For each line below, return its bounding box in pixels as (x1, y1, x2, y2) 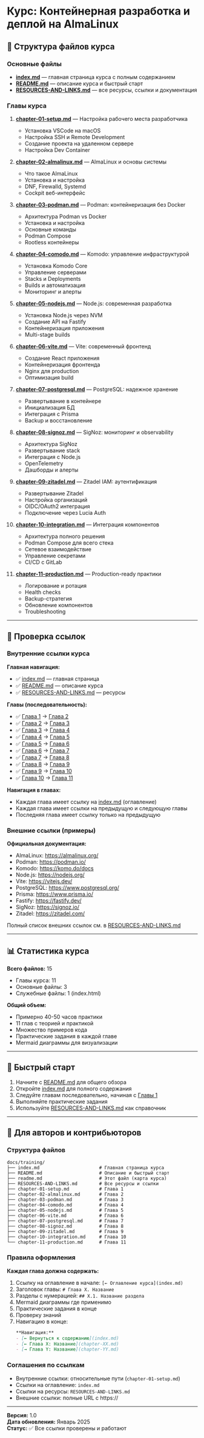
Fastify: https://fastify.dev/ (15, 897, 82, 904)
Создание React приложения (24, 354, 100, 362)
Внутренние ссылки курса (7, 649, 90, 658)
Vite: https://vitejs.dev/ (15, 878, 73, 885)
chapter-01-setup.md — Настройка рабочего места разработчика (15, 115, 188, 123)
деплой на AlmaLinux (7, 17, 119, 31)
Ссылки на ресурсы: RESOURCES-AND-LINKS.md (15, 1388, 130, 1395)
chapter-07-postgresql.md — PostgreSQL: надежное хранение (15, 386, 179, 393)
